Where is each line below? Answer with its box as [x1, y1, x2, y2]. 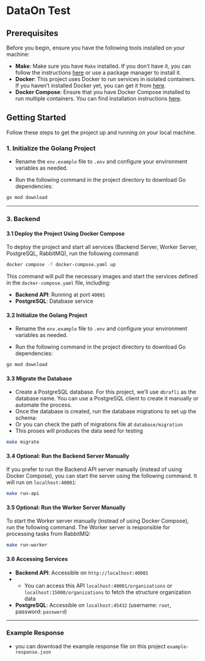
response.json [15, 649, 51, 655]
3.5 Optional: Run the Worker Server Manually [6, 504, 126, 511]
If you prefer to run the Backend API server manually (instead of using [6, 466, 182, 473]
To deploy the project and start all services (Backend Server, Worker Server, [6, 244, 198, 251]
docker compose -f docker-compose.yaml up [6, 262, 116, 268]
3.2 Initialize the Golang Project [6, 311, 87, 319]
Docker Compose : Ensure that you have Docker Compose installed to [15, 88, 191, 95]
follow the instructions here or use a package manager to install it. [15, 69, 182, 76]
